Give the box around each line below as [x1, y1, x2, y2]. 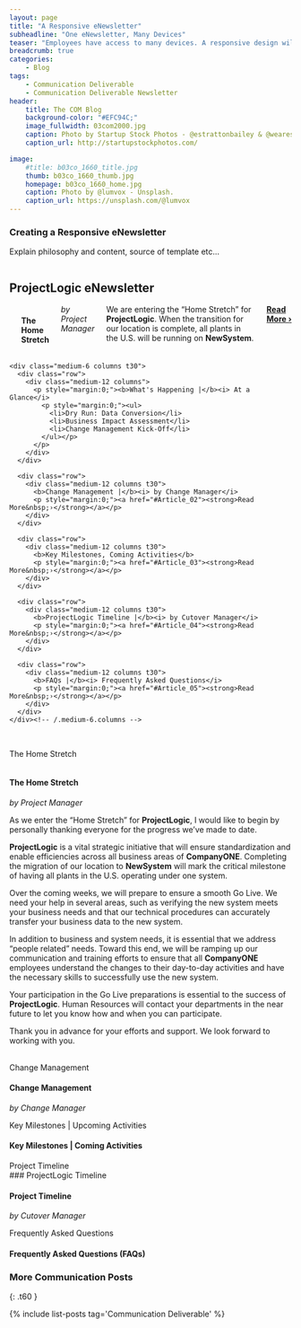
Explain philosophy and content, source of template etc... [9, 246, 220, 257]
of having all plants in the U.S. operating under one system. [9, 870, 228, 881]
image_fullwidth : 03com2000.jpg [25, 122, 146, 131]
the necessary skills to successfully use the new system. [9, 972, 219, 982]
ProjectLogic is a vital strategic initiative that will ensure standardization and [9, 841, 291, 852]
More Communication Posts [9, 1271, 133, 1283]
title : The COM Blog [25, 105, 102, 114]
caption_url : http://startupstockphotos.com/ [25, 138, 199, 147]
